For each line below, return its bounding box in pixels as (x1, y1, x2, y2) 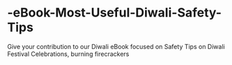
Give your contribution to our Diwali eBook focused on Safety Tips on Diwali (7, 42, 225, 50)
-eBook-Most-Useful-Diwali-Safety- (7, 5, 222, 21)
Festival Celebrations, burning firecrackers (7, 50, 130, 58)
